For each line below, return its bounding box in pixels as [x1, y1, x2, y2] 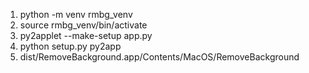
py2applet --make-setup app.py [19, 30, 153, 41]
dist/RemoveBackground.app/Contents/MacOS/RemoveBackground [19, 51, 300, 63]
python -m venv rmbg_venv [19, 9, 133, 20]
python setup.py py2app [19, 40, 122, 52]
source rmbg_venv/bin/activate [19, 19, 148, 31]
